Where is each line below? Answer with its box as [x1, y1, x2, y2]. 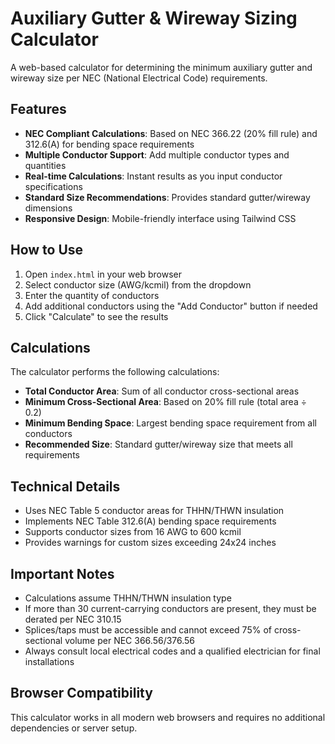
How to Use [10, 242, 84, 259]
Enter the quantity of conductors [24, 289, 160, 301]
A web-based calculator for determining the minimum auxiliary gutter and [10, 61, 313, 73]
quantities [24, 159, 67, 171]
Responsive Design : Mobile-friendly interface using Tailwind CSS [24, 212, 297, 224]
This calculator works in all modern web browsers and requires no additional [10, 711, 326, 723]
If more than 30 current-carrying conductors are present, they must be [24, 603, 317, 614]
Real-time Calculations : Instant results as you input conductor [24, 170, 283, 182]
